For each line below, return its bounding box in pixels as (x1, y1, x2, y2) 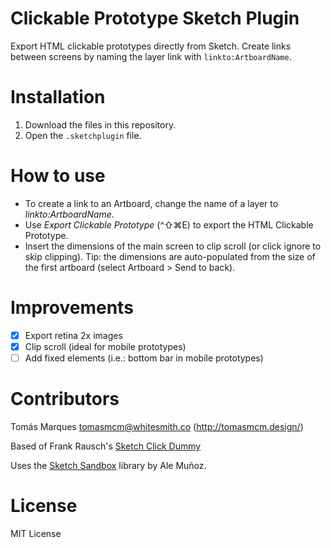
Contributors (10, 388, 120, 411)
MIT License (10, 527, 62, 539)
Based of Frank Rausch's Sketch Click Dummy (10, 440, 202, 452)
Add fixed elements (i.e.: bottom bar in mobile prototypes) (24, 352, 264, 364)
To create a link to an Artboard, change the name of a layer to (24, 197, 279, 209)
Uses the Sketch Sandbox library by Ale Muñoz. (10, 459, 207, 471)
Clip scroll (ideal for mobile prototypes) (24, 340, 187, 352)
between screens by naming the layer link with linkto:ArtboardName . (10, 50, 292, 62)
